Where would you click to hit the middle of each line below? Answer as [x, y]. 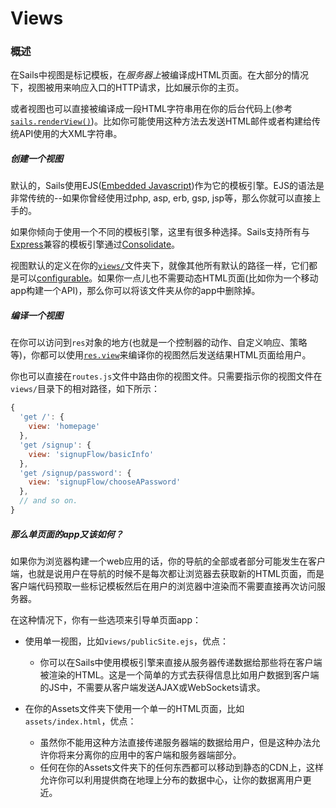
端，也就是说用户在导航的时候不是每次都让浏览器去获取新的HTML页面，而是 [167, 573]
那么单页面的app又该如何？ [67, 534]
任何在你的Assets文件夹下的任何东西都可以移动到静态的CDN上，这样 [181, 767]
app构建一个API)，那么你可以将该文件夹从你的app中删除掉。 [135, 291]
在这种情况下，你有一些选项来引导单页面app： [106, 619]
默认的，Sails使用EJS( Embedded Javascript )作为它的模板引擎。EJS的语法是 [167, 186]
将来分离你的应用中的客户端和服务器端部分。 [149, 754]
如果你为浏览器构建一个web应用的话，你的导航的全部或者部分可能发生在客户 [168, 561]
